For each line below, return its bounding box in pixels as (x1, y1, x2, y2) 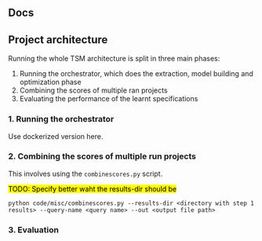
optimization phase (19, 78, 82, 87)
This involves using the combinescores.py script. (8, 169, 163, 178)
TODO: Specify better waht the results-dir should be (8, 184, 177, 193)
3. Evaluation (8, 224, 59, 235)
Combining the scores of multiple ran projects (19, 86, 168, 95)
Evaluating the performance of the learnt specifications (19, 94, 198, 104)
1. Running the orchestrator (8, 114, 115, 125)
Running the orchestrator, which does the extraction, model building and (19, 69, 253, 79)
